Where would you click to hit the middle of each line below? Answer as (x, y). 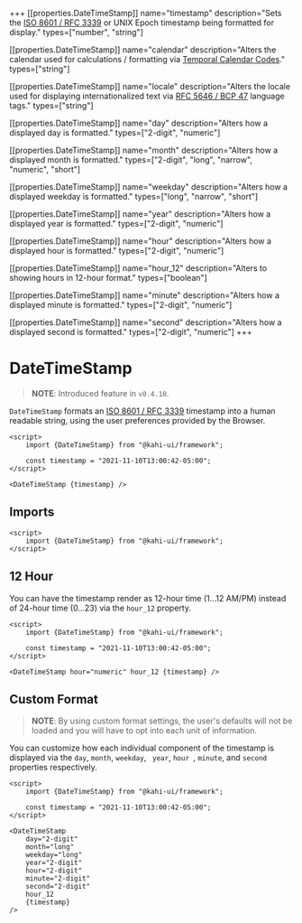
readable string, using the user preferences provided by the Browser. (137, 420)
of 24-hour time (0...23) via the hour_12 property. (101, 608)
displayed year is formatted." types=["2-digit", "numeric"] (116, 224)
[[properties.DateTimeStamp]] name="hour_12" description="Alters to (138, 268)
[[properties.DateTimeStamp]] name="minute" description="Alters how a (144, 295)
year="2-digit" (54, 863)
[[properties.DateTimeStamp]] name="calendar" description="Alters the (143, 50)
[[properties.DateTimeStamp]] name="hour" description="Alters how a (141, 241)
